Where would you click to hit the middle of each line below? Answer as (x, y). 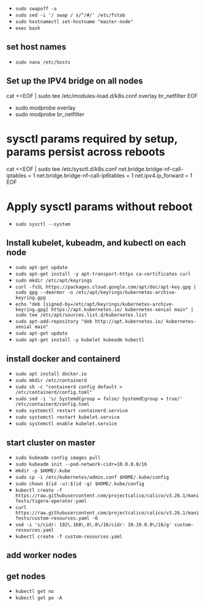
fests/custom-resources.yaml (52, 518)
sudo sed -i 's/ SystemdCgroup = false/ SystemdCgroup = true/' (99, 399)
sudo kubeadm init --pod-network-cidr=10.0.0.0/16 (81, 464)
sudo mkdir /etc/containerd (51, 381)
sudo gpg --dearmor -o (44, 293)
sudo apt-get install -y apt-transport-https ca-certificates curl (103, 274)
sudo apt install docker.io (51, 374)
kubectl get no (35, 592)
